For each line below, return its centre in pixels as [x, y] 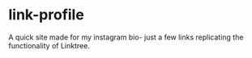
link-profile [47, 15]
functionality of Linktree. [49, 45]
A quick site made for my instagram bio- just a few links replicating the [126, 37]
